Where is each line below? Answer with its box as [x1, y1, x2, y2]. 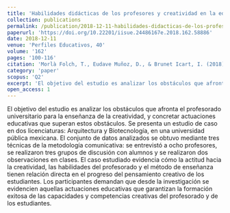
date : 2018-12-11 [7, 35, 57, 42]
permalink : [7, 23, 38, 29]
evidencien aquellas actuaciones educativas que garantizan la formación [7, 185, 213, 193]
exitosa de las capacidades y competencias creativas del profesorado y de [7, 192, 218, 200]
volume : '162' [7, 48, 48, 55]
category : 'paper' [7, 67, 60, 74]
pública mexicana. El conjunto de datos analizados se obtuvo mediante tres [7, 134, 220, 142]
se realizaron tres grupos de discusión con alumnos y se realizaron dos [7, 148, 209, 157]
